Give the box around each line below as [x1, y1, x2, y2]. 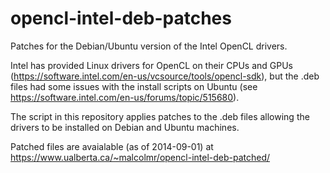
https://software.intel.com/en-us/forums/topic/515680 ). [10, 91, 240, 103]
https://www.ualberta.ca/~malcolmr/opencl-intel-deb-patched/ [10, 151, 271, 163]
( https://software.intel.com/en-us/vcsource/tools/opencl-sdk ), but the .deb [10, 70, 320, 82]
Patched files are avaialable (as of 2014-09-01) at [10, 140, 214, 152]
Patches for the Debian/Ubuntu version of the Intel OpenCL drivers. [10, 40, 288, 52]
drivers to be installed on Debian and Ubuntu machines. [10, 121, 240, 133]
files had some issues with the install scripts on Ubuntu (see [10, 80, 258, 92]
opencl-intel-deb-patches [10, 7, 232, 30]
